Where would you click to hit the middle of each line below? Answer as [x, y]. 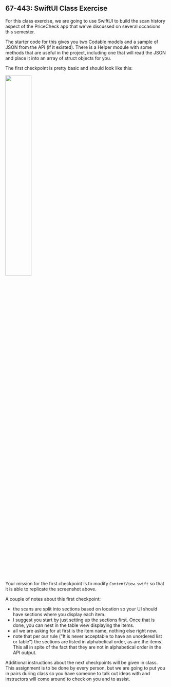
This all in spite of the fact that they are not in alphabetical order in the [87, 647]
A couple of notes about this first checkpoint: [53, 599]
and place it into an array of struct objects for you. [58, 58]
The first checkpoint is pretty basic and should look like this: [69, 68]
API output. [25, 653]
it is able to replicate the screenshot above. [51, 589]
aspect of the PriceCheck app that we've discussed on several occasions [83, 26]
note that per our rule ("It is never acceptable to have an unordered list [87, 636]
